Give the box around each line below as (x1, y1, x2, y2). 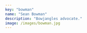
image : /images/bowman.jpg (5, 20, 60, 26)
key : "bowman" (5, 7, 34, 12)
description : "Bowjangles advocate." (5, 16, 83, 21)
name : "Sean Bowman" (5, 12, 48, 16)
